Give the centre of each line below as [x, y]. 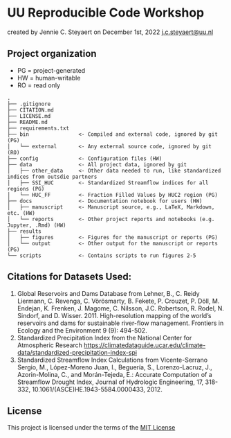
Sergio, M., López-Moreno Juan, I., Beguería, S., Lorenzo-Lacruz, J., [114, 367]
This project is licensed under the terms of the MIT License [91, 428]
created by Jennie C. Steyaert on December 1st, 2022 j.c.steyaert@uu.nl [110, 32]
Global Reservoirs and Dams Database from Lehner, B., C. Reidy [108, 293]
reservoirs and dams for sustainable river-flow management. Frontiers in [120, 323]
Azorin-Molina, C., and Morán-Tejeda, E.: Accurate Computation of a [114, 374]
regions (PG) [26, 189]
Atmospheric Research [50, 345]
